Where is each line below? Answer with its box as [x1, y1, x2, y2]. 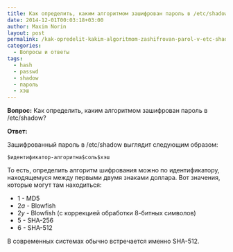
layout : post [7, 29, 45, 37]
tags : [7, 55, 23, 62]
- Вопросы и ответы [13, 49, 70, 56]
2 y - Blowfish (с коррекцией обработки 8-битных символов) [17, 209, 196, 217]
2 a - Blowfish [17, 201, 56, 210]
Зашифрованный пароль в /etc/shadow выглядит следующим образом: [7, 141, 218, 149]
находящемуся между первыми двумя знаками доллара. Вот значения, [7, 174, 221, 182]
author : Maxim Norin [7, 23, 67, 30]
